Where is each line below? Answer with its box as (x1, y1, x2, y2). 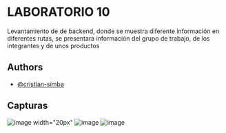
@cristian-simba (17, 80, 64, 88)
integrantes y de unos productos (7, 41, 100, 50)
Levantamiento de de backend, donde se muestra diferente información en (7, 27, 220, 35)
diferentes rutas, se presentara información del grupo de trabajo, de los (7, 34, 210, 42)
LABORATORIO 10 (7, 4, 110, 20)
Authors (7, 61, 43, 73)
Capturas (7, 100, 48, 112)
